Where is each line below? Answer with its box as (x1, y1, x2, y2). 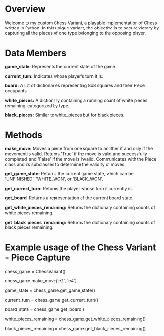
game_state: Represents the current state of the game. (5, 63, 117, 69)
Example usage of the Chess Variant (5, 242, 156, 252)
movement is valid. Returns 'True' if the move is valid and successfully (5, 151, 147, 157)
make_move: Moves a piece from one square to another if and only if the (5, 145, 153, 151)
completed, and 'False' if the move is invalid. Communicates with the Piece (5, 156, 157, 162)
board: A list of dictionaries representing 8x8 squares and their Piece (5, 83, 145, 88)
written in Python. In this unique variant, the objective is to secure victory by (5, 25, 159, 30)
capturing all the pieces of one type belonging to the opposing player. (5, 30, 146, 36)
